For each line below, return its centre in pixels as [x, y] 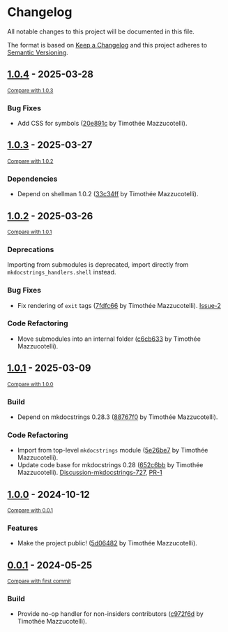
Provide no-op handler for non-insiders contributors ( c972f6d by [110, 614]
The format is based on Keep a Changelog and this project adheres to [107, 45]
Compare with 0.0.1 [30, 510]
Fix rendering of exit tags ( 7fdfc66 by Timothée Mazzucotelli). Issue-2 [119, 305]
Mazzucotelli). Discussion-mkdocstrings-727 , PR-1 [90, 473]
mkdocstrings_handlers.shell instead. [62, 272]
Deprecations [31, 249]
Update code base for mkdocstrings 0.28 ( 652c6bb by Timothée [110, 465]
